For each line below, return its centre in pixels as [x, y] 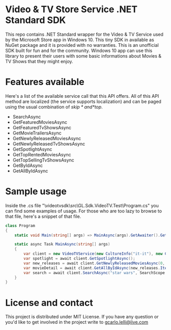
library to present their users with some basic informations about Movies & [83, 56]
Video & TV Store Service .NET [72, 9]
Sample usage [36, 191]
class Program [20, 226]
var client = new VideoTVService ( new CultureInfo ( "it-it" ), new [93, 254]
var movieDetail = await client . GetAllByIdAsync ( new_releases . [92, 268]
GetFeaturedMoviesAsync [40, 122]
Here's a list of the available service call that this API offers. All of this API [82, 96]
